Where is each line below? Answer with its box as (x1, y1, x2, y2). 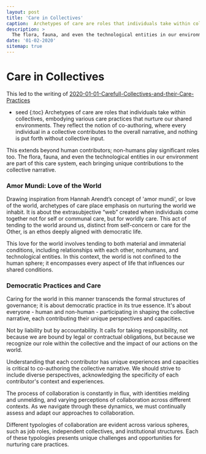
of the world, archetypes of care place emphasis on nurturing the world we (6, 202, 196, 209)
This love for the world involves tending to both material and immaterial (6, 240, 186, 248)
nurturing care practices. (6, 440, 69, 448)
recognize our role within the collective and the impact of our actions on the (6, 340, 198, 347)
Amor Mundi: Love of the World (6, 181, 102, 190)
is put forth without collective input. (15, 135, 105, 142)
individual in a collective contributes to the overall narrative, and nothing (15, 128, 198, 135)
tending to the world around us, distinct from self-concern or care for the (6, 222, 191, 229)
